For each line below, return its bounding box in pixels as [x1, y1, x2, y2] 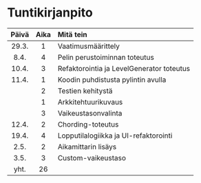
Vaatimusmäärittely [57, 41, 120, 51]
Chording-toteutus [57, 119, 119, 129]
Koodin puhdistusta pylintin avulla [57, 74, 167, 84]
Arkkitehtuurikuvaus [57, 97, 123, 107]
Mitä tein [57, 30, 87, 39]
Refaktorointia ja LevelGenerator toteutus [57, 63, 191, 73]
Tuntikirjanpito [7, 5, 93, 21]
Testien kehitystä [57, 86, 113, 96]
